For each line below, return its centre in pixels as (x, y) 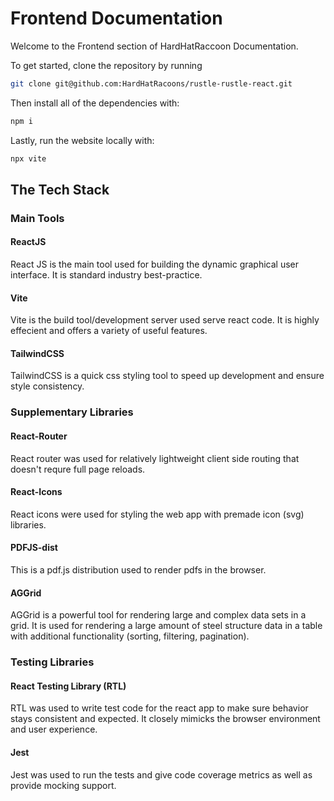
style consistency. (47, 386)
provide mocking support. (63, 785)
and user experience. (54, 729)
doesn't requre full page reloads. (78, 469)
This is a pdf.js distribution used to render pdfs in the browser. (138, 570)
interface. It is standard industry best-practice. (106, 275)
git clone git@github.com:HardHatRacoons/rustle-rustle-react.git (151, 83)
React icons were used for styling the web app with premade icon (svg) (157, 514)
